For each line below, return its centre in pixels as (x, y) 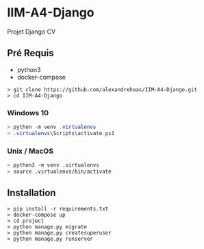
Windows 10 (28, 112)
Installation (31, 193)
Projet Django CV (31, 32)
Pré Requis (30, 53)
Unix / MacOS (30, 151)
